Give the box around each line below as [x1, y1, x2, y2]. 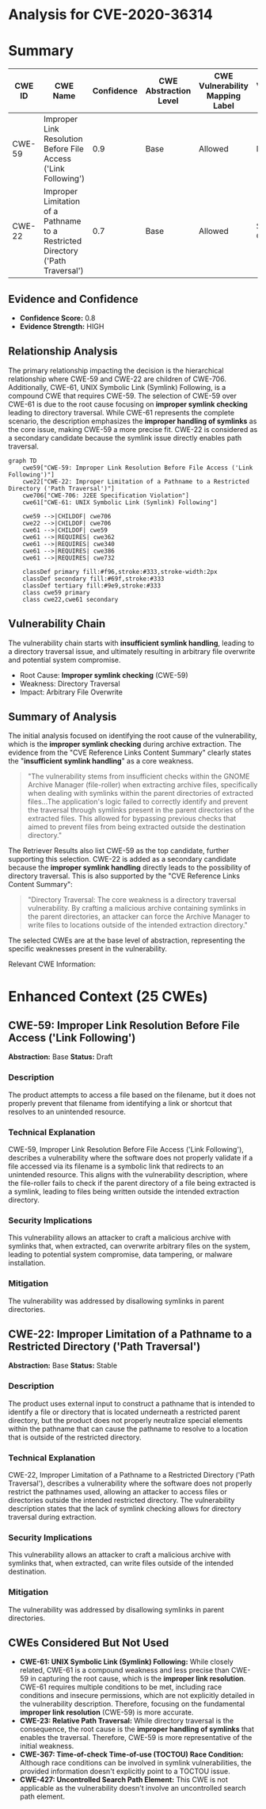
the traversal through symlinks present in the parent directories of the [27, 805, 255, 815]
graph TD [8, 457, 37, 465]
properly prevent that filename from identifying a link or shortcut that [8, 1098, 232, 1107]
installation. [8, 1258, 46, 1268]
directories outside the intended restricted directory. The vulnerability [8, 1495, 235, 1505]
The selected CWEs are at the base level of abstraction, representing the [8, 935, 245, 945]
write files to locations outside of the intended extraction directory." [27, 920, 248, 930]
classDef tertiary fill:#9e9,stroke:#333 [22, 581, 161, 590]
